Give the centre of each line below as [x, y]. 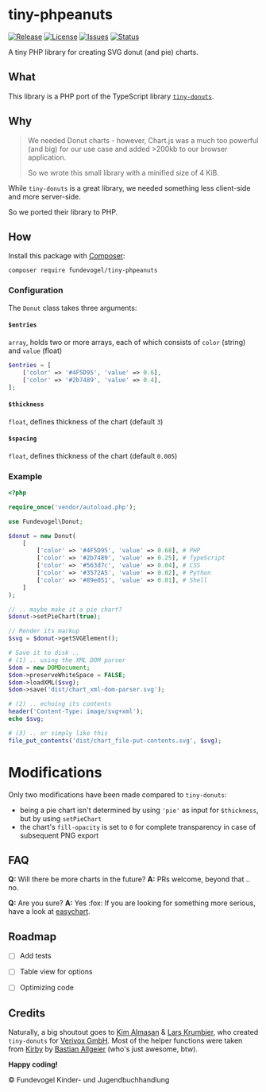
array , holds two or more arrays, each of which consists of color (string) [127, 342]
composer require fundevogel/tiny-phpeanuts [83, 271]
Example [25, 476]
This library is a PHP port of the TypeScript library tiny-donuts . [111, 96]
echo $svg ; [26, 719]
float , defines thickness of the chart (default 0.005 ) [93, 455]
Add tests [35, 956]
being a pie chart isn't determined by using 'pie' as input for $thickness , [139, 810]
